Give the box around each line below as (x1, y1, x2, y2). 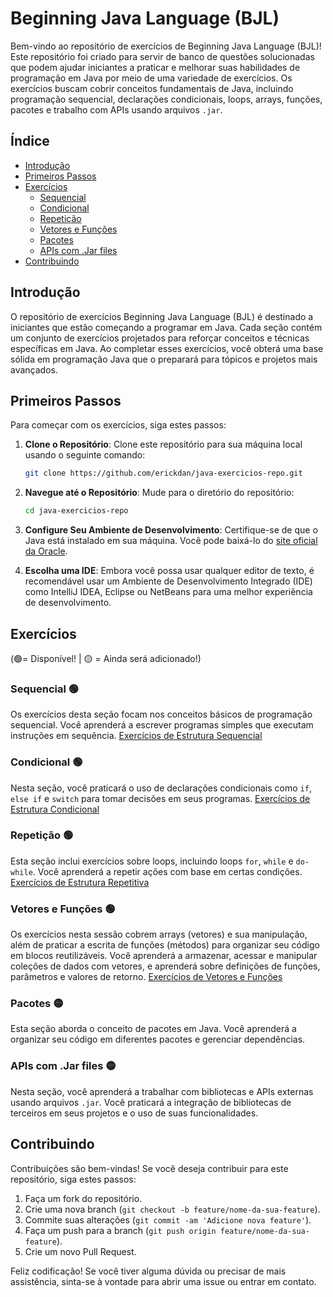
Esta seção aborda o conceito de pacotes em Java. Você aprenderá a (10, 1023, 297, 1035)
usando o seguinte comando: (24, 449, 146, 461)
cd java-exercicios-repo (24, 506, 129, 516)
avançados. (10, 363, 58, 376)
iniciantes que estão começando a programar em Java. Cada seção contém (10, 321, 323, 333)
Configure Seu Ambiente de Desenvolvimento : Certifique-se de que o (24, 524, 318, 536)
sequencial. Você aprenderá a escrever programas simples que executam (10, 719, 314, 731)
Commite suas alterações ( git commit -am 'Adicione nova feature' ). (24, 1213, 312, 1226)
